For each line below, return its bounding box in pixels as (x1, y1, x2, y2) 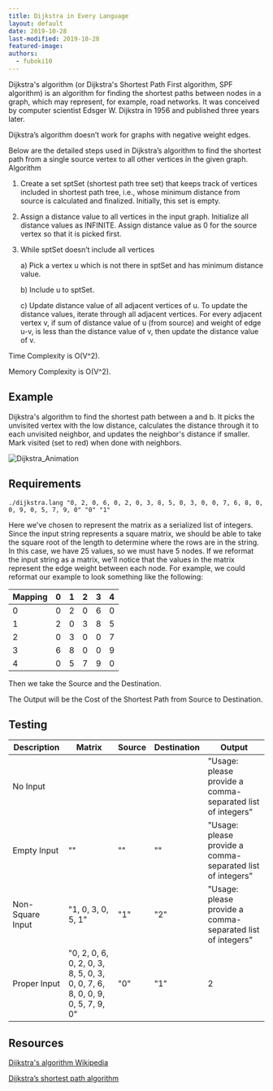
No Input (12, 781, 46, 793)
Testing (8, 717, 48, 732)
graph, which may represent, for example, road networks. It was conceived (8, 97, 260, 106)
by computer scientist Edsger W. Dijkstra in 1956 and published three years (8, 105, 260, 115)
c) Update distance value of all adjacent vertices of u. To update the (19, 300, 248, 310)
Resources (8, 1036, 64, 1050)
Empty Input (12, 845, 59, 856)
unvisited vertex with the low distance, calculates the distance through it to (8, 420, 259, 430)
